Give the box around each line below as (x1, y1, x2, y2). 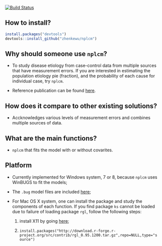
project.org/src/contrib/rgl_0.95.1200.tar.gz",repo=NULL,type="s (19, 232, 158, 238)
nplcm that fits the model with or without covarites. (12, 147, 113, 153)
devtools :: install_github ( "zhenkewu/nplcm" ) (5, 36, 97, 41)
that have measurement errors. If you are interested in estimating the (12, 68, 150, 74)
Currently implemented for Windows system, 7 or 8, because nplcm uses (12, 174, 158, 180)
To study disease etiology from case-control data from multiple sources (12, 62, 157, 68)
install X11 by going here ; (19, 218, 69, 224)
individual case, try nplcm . (12, 78, 64, 84)
